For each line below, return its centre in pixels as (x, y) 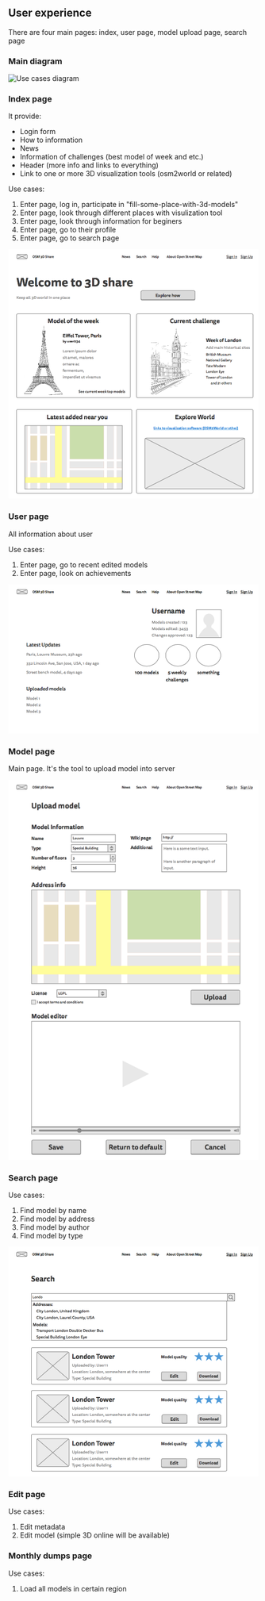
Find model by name (53, 1211)
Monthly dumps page (50, 1556)
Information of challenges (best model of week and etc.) (111, 157)
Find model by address (57, 1219)
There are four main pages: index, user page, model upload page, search (128, 32)
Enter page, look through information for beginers (101, 221)
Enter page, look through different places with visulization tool (121, 213)
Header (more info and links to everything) (89, 165)
